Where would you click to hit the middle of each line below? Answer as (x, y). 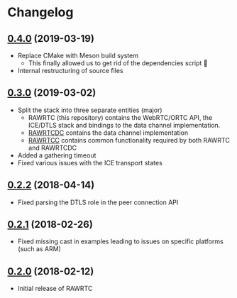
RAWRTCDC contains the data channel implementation (108, 133)
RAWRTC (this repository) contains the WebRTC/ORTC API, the (120, 117)
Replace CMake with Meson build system (78, 55)
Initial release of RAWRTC (55, 289)
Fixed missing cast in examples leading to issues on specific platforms (120, 241)
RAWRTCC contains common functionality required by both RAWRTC (129, 140)
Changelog (40, 12)
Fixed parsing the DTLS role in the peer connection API (98, 202)
